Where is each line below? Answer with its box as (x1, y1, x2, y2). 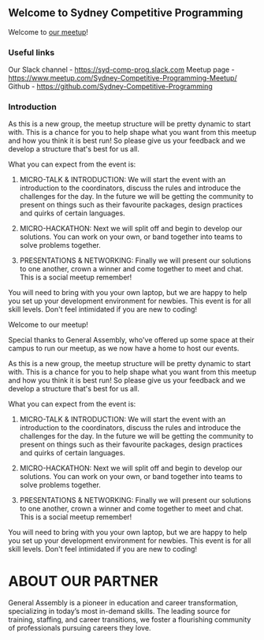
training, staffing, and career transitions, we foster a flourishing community (8, 615, 251, 624)
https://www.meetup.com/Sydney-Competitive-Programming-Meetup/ (8, 73, 238, 83)
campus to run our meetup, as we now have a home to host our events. (8, 343, 240, 354)
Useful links (8, 47, 55, 58)
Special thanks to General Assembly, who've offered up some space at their (8, 335, 255, 345)
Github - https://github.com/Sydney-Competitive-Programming (8, 82, 213, 92)
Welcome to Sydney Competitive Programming (8, 6, 244, 20)
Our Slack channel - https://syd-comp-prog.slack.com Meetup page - (8, 65, 235, 74)
